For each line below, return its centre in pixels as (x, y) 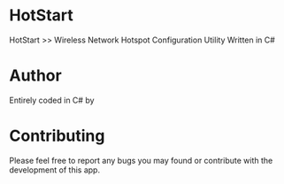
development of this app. (54, 170)
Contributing (57, 136)
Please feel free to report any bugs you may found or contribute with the (141, 160)
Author (35, 76)
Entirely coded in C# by (52, 100)
